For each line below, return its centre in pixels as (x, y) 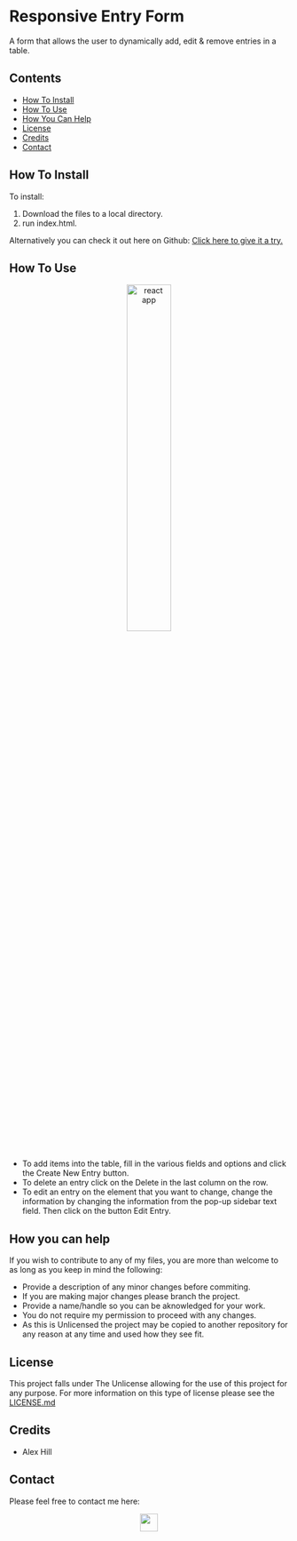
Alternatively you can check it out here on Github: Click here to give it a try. (146, 240)
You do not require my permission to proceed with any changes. (139, 1315)
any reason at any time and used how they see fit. (113, 1334)
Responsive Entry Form (97, 16)
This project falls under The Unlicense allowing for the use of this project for (148, 1383)
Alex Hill (37, 1451)
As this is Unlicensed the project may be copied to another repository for (155, 1325)
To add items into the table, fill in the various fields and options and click (154, 1164)
